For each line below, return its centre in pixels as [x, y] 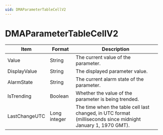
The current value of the [103, 57]
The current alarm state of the [110, 79]
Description [115, 49]
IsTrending [19, 96]
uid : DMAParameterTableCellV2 [36, 9]
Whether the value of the [104, 93]
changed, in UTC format [103, 113]
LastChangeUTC [26, 116]
